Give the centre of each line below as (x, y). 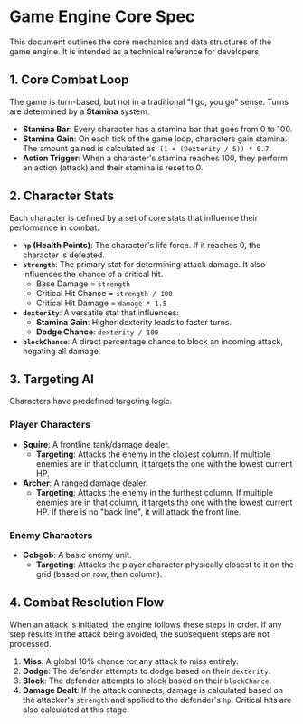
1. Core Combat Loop (69, 80)
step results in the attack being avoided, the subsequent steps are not (139, 634)
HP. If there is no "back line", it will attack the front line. (138, 512)
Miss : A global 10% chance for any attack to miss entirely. (131, 661)
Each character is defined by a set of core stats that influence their (134, 217)
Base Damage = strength (83, 284)
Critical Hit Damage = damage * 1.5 (101, 303)
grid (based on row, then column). (99, 574)
